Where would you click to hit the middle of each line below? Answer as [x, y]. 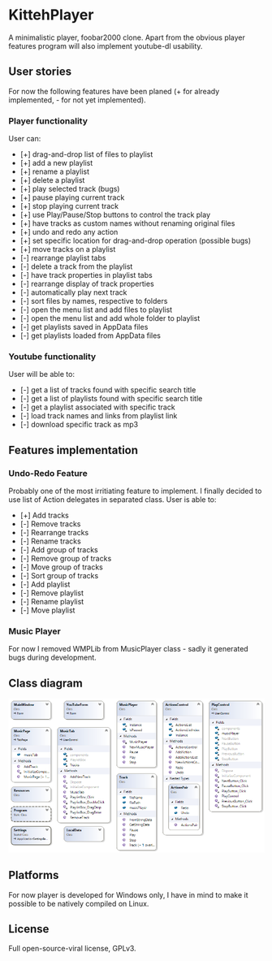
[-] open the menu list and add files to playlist [96, 310]
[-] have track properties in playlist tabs [86, 275]
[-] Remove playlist [52, 593]
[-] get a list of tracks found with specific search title [108, 390]
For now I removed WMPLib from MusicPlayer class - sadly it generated [129, 649]
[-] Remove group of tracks [66, 559]
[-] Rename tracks [50, 541]
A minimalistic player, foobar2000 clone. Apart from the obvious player [127, 37]
